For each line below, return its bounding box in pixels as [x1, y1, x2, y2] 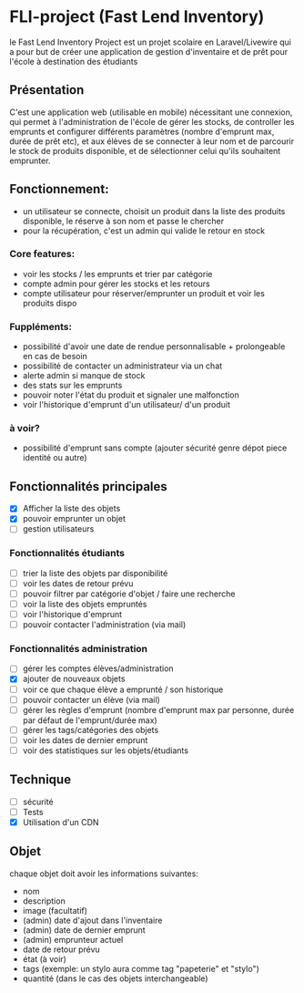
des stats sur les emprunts [22, 380, 123, 391]
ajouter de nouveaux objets [22, 673, 126, 685]
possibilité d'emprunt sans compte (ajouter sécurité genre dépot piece [22, 442, 288, 453]
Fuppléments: [9, 320, 73, 333]
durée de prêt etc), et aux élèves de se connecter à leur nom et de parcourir [9, 135, 295, 147]
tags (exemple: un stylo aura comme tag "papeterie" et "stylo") [22, 963, 259, 974]
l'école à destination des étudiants [9, 56, 138, 67]
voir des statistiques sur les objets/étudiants [22, 745, 189, 756]
